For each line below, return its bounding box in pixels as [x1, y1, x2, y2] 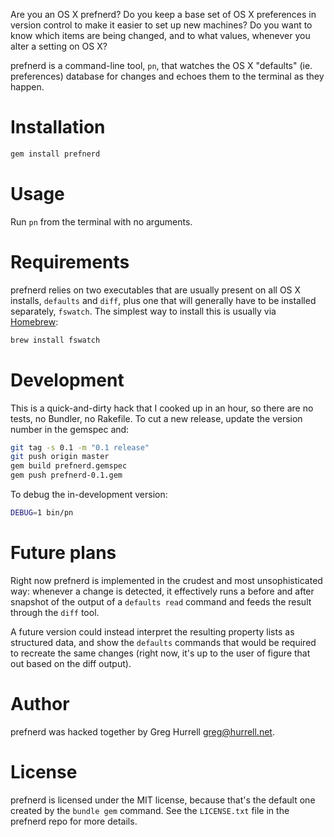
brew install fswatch [10, 335, 101, 345]
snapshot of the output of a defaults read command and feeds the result [10, 595, 312, 608]
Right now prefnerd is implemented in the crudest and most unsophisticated [10, 574, 323, 586]
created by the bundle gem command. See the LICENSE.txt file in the [10, 804, 290, 816]
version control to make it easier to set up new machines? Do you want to [10, 19, 313, 31]
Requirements [10, 250, 130, 273]
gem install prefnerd [10, 149, 101, 159]
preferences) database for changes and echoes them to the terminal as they [10, 70, 325, 82]
